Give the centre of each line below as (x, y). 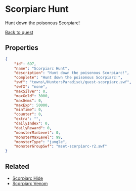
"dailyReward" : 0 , (33, 128)
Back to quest (19, 32)
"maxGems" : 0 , (28, 100)
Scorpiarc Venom (30, 183)
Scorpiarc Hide (27, 178)
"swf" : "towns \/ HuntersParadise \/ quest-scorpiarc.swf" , (73, 82)
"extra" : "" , (27, 119)
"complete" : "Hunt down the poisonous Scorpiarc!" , (68, 77)
